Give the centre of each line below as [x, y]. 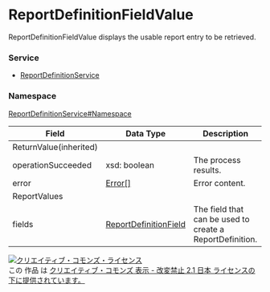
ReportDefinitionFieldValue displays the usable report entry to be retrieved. [132, 37]
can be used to [221, 219]
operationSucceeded [52, 164]
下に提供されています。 [47, 280]
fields [23, 224]
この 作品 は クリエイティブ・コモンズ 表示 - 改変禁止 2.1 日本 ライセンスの [132, 270]
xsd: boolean [130, 164]
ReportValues [38, 196]
